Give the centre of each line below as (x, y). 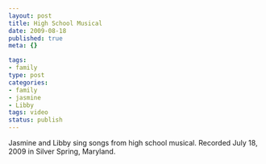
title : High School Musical (56, 23)
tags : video (28, 113)
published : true (35, 38)
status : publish (35, 120)
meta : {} (23, 46)
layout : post (30, 16)
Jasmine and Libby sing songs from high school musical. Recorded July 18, (133, 143)
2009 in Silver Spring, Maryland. (62, 151)
